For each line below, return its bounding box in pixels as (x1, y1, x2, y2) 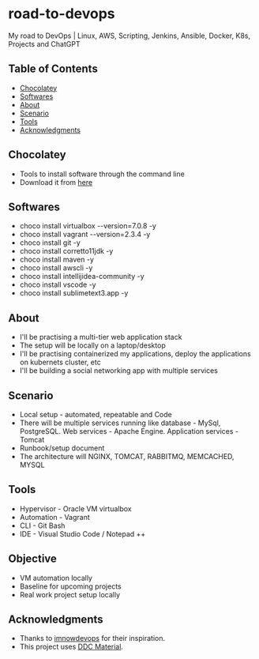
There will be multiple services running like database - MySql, (19, 418, 221, 427)
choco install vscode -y (19, 280, 96, 289)
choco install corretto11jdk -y (19, 247, 114, 256)
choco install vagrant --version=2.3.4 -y (19, 230, 151, 239)
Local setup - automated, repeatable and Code (19, 410, 172, 419)
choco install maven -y (19, 254, 95, 265)
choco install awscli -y (19, 263, 93, 273)
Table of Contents (8, 62, 99, 76)
